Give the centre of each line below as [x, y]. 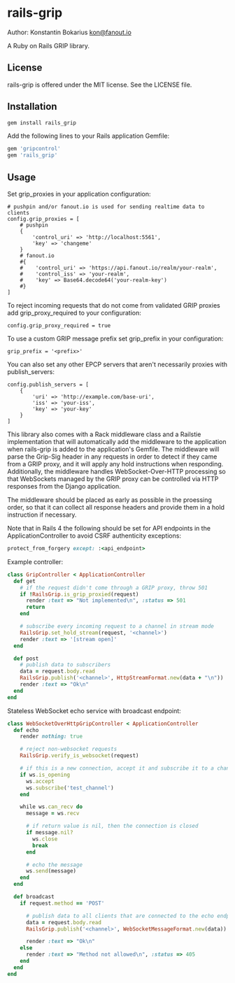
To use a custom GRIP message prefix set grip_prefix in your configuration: [115, 338]
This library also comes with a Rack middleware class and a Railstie [104, 434]
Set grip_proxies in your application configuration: [79, 194]
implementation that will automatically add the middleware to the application [117, 442]
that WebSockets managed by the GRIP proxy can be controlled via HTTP [113, 479]
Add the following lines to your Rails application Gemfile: [88, 136]
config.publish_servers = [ [48, 385]
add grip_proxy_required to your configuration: [74, 313]
